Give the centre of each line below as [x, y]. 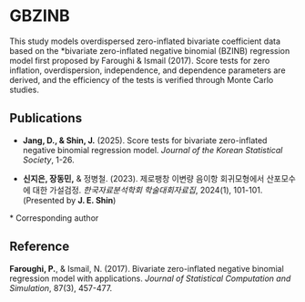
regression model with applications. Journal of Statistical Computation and [150, 278]
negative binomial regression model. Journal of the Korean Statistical [152, 150]
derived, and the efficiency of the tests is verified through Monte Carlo [142, 79]
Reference [40, 247]
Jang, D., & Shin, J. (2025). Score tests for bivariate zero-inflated [145, 140]
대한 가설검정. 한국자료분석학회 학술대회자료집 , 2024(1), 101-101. [147, 190]
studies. [24, 89]
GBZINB [40, 16]
